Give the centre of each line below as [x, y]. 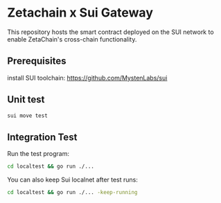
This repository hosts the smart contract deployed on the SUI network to [110, 32]
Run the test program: [38, 154]
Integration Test [42, 137]
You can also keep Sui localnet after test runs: [73, 180]
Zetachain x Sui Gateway [80, 13]
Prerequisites [37, 61]
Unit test [26, 99]
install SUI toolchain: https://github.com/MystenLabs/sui [87, 78]
